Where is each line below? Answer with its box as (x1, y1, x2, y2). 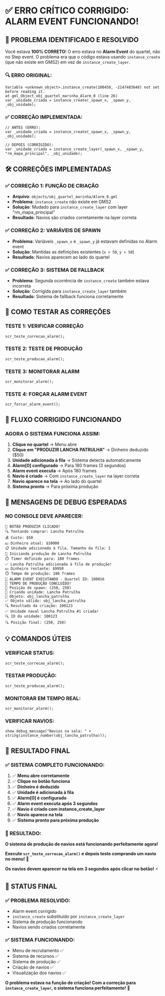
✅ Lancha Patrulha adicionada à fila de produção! (5, 562, 112, 567)
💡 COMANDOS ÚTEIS (5, 634, 71, 643)
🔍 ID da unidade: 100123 (5, 614, 58, 619)
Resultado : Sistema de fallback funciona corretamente (12, 293, 124, 299)
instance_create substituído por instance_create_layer (12, 914, 125, 920)
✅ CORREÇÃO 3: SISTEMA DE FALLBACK (5, 266, 105, 273)
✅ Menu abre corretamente (12, 773, 70, 779)
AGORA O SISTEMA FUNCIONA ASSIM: (5, 430, 100, 437)
